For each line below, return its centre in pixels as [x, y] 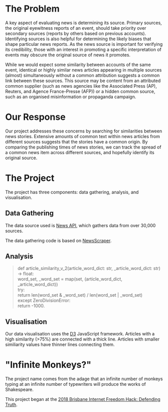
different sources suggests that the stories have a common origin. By [76, 142]
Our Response [36, 117]
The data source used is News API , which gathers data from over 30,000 [80, 225]
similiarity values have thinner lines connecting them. [60, 345]
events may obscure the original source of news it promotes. [68, 55]
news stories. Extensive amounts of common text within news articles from [83, 136]
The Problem [32, 9]
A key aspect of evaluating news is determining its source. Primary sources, [83, 23]
